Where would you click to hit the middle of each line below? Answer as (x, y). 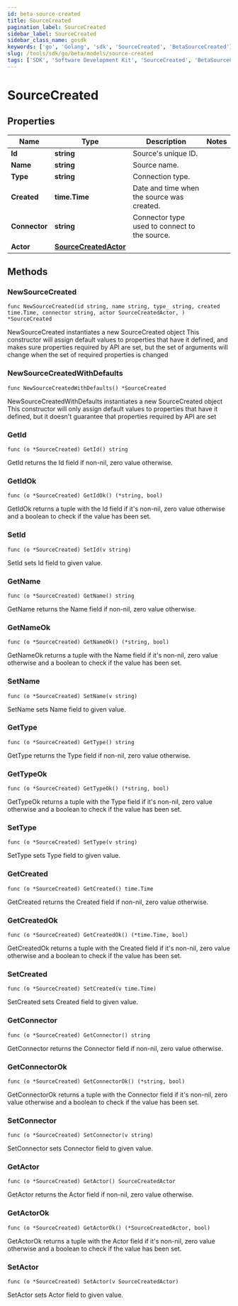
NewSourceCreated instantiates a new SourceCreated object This (103, 332)
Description (166, 141)
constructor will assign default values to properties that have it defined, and (118, 340)
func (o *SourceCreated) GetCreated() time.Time (80, 888)
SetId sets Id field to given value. (55, 562)
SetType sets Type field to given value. (64, 856)
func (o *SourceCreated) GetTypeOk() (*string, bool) (89, 789)
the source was (158, 197)
